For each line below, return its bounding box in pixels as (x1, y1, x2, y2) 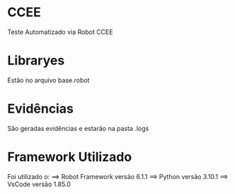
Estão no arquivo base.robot (7, 76, 90, 84)
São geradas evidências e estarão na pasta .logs (7, 124, 149, 132)
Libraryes (7, 52, 65, 69)
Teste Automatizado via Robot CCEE (7, 28, 113, 36)
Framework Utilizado (7, 149, 132, 165)
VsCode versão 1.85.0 (7, 180, 71, 188)
